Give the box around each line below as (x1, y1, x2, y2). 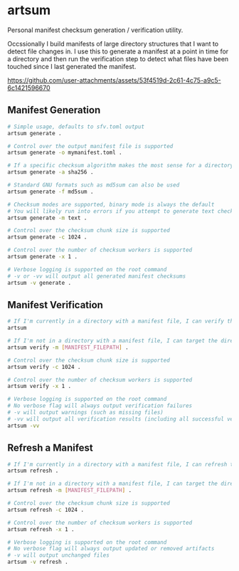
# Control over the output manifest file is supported (7, 142, 174, 150)
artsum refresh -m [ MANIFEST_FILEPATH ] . (7, 487, 132, 494)
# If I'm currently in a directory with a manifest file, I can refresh (7, 461, 228, 468)
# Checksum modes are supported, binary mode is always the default (7, 201, 215, 208)
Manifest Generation (7, 104, 101, 116)
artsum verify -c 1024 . (7, 363, 81, 370)
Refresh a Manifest (7, 442, 94, 454)
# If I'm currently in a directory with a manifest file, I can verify (7, 318, 224, 325)
